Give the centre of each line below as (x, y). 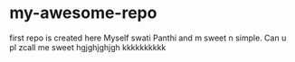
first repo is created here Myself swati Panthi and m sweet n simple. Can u (148, 38)
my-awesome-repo (83, 13)
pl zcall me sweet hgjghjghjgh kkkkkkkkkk (88, 47)
